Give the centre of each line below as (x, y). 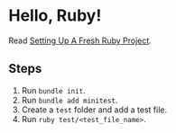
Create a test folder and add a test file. (94, 110)
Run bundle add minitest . (69, 100)
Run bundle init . (54, 90)
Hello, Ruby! (55, 16)
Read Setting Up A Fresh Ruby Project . (80, 40)
